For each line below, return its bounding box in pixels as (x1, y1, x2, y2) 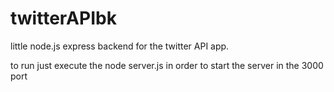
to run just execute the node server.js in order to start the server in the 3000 (10, 59, 324, 71)
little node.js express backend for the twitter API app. (10, 40, 230, 52)
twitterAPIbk (10, 7, 117, 30)
